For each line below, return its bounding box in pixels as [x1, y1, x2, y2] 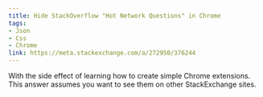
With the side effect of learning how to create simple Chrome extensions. [8, 71, 251, 80]
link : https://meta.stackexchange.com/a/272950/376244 [8, 49, 196, 57]
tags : [8, 19, 27, 27]
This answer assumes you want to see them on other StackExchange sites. [8, 79, 257, 89]
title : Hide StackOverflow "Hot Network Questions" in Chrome [8, 11, 221, 20]
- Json [8, 26, 31, 34]
